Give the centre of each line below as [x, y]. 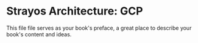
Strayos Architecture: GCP [75, 11]
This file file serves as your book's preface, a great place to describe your [99, 28]
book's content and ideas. [39, 34]
